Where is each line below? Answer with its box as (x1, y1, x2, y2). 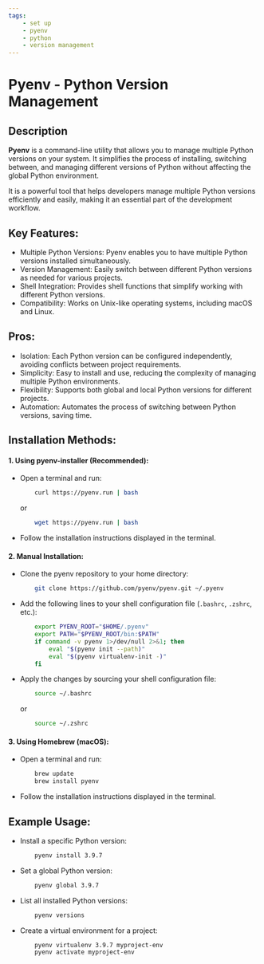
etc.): (19, 608, 37, 617)
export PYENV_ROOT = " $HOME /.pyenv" (34, 623, 149, 631)
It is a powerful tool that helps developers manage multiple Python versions (8, 187, 256, 196)
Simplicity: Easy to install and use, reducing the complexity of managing (19, 368, 257, 377)
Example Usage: (8, 815, 91, 828)
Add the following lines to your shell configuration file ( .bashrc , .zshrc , (19, 599, 253, 608)
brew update (34, 770, 74, 778)
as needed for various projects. (19, 273, 124, 282)
